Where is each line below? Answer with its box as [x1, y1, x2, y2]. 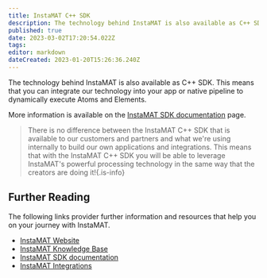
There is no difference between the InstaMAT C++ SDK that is [27, 125, 230, 135]
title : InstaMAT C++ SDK [8, 11, 91, 20]
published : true [8, 26, 62, 34]
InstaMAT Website [19, 235, 80, 245]
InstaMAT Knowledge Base [19, 244, 109, 253]
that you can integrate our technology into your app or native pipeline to [8, 86, 244, 95]
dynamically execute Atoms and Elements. [8, 95, 147, 104]
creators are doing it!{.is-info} [27, 168, 126, 177]
